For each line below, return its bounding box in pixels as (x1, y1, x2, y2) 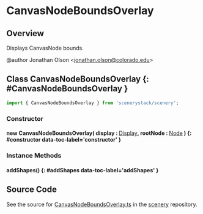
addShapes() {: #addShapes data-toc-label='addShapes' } (6, 166, 159, 174)
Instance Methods (6, 151, 62, 160)
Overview (6, 28, 45, 39)
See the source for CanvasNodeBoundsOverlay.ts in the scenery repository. (6, 201, 197, 208)
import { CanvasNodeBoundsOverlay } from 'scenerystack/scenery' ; (6, 99, 179, 106)
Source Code (6, 185, 57, 195)
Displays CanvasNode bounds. (6, 44, 84, 52)
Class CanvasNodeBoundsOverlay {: (6, 74, 150, 85)
